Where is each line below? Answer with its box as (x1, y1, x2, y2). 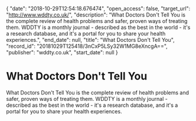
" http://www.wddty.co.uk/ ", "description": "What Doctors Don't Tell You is (6, 11, 186, 18)
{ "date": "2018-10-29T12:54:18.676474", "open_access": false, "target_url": (6, 5, 191, 12)
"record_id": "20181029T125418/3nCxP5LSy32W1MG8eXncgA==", (6, 42, 168, 50)
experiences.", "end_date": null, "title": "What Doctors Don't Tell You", (6, 37, 175, 43)
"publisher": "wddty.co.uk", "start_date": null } (6, 49, 118, 55)
